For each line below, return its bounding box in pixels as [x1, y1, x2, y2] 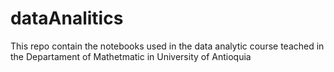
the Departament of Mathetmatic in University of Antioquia [10, 50, 252, 62]
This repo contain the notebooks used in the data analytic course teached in [10, 40, 325, 52]
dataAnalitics [10, 7, 124, 30]
